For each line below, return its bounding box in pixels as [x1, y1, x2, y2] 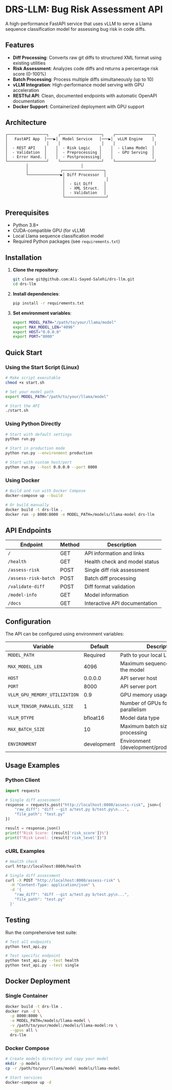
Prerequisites [5, 208, 49, 217]
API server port [120, 683, 157, 690]
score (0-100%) [12, 71, 47, 77]
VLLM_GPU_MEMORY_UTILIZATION [8, 692, 79, 698]
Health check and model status [84, 558, 160, 565]
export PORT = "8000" [12, 334, 55, 339]
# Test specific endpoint [5, 953, 60, 958]
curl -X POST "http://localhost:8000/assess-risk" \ [5, 877, 120, 883]
